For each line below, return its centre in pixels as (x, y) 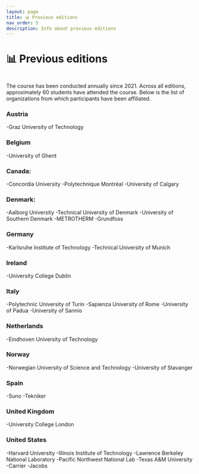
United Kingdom (30, 411)
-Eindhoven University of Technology (52, 339)
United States (26, 440)
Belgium (19, 143)
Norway (18, 355)
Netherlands (25, 326)
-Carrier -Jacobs (27, 466)
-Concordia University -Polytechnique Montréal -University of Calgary (93, 184)
